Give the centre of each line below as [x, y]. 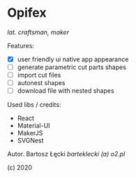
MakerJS [30, 133]
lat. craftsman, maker [38, 32]
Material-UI [33, 126]
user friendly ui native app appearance [73, 59]
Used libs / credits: [34, 105]
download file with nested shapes [66, 91]
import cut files [39, 75]
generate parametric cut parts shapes [72, 67]
